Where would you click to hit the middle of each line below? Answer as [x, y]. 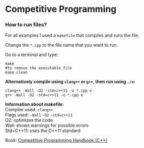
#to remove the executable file [38, 68]
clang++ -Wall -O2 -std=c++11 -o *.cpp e [49, 91]
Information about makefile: [35, 104]
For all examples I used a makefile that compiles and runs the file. [72, 35]
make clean [16, 73]
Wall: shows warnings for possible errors [47, 126]
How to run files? [26, 25]
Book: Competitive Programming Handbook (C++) [56, 141]
